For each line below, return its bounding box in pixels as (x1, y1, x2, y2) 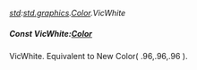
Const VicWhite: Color (9, 28, 92, 39)
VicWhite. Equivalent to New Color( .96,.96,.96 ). (9, 50, 188, 61)
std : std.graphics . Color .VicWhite (9, 8, 126, 18)
